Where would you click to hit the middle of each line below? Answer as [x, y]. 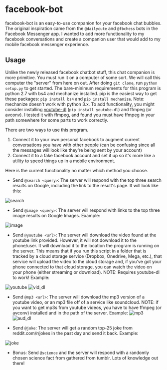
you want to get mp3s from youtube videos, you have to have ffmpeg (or [87, 307]
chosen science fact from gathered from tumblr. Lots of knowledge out [85, 358]
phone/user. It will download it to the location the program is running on [86, 245]
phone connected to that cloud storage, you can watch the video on [82, 267]
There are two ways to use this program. [47, 130]
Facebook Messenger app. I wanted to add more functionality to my [75, 34]
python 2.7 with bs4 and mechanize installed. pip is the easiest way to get [81, 93]
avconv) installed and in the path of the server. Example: [70, 313]
